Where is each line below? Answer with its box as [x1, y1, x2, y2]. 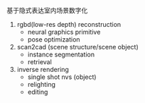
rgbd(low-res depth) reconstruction [16, 20, 122, 28]
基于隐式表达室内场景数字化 [6, 6, 88, 14]
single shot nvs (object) [27, 73, 97, 81]
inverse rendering [16, 66, 69, 73]
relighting [27, 80, 56, 88]
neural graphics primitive [27, 28, 101, 36]
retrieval [27, 58, 53, 66]
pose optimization [27, 35, 80, 44]
